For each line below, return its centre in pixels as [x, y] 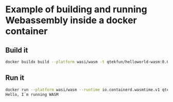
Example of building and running [76, 9]
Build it [17, 50]
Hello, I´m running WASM [32, 94]
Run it [15, 78]
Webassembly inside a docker [71, 20]
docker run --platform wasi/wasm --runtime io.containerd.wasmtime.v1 [83, 90]
